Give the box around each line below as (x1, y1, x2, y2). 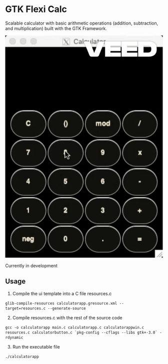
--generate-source (47, 306, 86, 311)
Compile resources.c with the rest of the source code (12, 314, 122, 320)
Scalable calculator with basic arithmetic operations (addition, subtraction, (5, 20, 158, 26)
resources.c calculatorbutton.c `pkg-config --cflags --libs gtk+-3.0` (5, 330, 157, 335)
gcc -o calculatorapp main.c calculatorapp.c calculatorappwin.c (5, 325, 144, 330)
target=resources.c (5, 306, 46, 311)
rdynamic (5, 335, 23, 340)
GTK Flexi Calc (5, 4, 67, 15)
